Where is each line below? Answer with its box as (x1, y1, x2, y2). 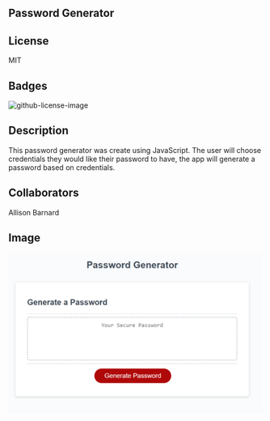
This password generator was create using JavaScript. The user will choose (8, 145, 261, 155)
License (8, 34, 49, 48)
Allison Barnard (8, 207, 60, 217)
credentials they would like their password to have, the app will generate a (8, 154, 256, 164)
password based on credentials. (8, 162, 116, 172)
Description (8, 124, 69, 138)
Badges (8, 79, 48, 92)
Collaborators (8, 186, 79, 200)
